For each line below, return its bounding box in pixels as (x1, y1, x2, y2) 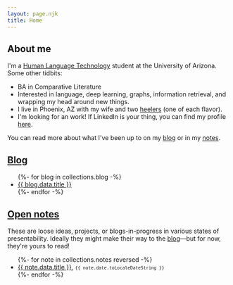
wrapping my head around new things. (17, 98, 130, 106)
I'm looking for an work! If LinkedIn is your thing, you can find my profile (17, 113, 227, 121)
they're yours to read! (7, 241, 70, 250)
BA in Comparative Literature (17, 82, 102, 91)
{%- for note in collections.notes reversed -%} (17, 255, 153, 264)
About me (7, 43, 51, 55)
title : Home (7, 17, 42, 24)
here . (17, 120, 33, 129)
